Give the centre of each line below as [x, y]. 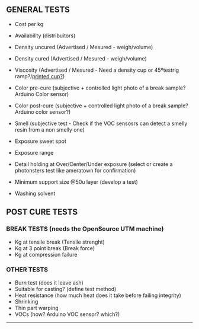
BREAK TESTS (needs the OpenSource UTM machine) [85, 229]
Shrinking [26, 301]
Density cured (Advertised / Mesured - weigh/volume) [81, 58]
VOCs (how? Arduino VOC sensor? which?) [67, 314]
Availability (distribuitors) [45, 36]
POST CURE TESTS [42, 212]
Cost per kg [29, 24]
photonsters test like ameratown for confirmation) [75, 170]
